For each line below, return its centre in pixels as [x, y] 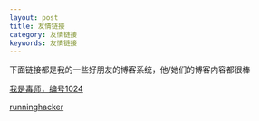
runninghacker [37, 107]
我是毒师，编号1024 [46, 89]
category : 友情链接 [43, 34]
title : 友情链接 [37, 26]
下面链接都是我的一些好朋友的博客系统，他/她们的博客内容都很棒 [130, 70]
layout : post [34, 18]
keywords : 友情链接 [43, 43]
